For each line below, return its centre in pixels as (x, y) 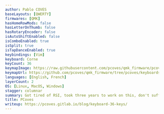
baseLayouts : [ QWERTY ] (28, 14)
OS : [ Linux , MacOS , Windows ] (35, 86)
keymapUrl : (16, 73)
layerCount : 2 (20, 81)
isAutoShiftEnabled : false (32, 37)
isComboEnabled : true (27, 41)
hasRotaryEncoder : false (30, 32)
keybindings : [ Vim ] (25, 55)
